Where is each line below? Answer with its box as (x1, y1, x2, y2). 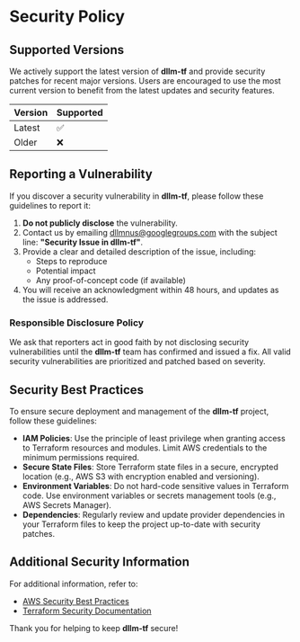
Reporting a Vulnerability (9, 166, 153, 182)
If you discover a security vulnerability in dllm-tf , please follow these (9, 191, 264, 201)
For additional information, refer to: (9, 578, 138, 589)
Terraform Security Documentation (22, 605, 152, 616)
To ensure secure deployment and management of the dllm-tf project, (9, 406, 269, 416)
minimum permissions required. (22, 451, 140, 462)
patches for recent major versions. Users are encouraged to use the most (9, 76, 281, 86)
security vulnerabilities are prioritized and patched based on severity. (9, 356, 267, 367)
